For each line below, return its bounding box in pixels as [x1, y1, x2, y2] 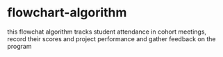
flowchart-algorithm [7, 5, 127, 21]
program [7, 42, 32, 50]
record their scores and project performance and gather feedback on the [7, 34, 216, 43]
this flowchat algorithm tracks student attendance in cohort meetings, [7, 27, 207, 36]
